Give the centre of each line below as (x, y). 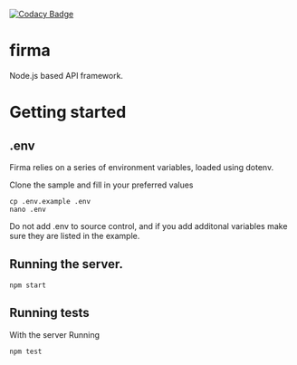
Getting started (68, 112)
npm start (28, 285)
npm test (26, 351)
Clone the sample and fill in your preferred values (101, 185)
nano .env (28, 209)
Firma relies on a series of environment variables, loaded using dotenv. (142, 167)
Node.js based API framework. (67, 75)
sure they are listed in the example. (75, 235)
